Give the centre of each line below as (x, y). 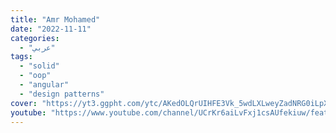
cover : (24, 103)
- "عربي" (37, 47)
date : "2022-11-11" (51, 29)
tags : (21, 57)
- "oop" (35, 76)
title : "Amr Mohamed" (55, 19)
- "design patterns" (62, 94)
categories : (35, 38)
